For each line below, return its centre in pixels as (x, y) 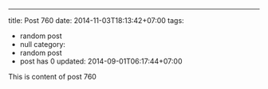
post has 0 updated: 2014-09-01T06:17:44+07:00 (101, 61)
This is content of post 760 (53, 77)
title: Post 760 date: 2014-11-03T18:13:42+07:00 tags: (97, 20)
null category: (43, 44)
